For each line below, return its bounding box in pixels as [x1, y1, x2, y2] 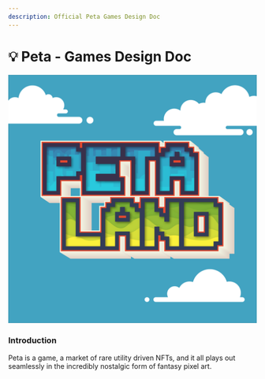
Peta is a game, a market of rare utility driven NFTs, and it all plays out [8, 353, 236, 362]
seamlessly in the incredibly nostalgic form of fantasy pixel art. [8, 361, 212, 370]
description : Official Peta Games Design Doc [8, 13, 160, 20]
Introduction [8, 335, 57, 346]
